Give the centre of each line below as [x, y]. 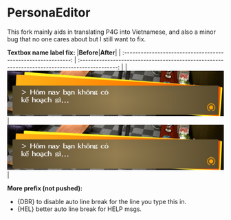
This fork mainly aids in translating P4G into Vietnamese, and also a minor [112, 32]
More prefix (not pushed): [45, 188]
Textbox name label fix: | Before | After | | [64, 52]
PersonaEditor [49, 13]
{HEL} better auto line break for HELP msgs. [79, 209]
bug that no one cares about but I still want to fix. [77, 39]
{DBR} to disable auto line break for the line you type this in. [102, 201]
